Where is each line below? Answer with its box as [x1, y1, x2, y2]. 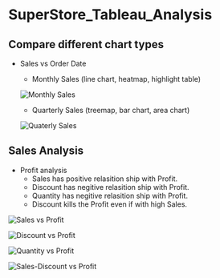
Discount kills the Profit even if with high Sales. [31, 199, 187, 209]
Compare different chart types [8, 38, 165, 51]
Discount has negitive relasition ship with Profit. [31, 182, 190, 191]
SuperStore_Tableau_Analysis [8, 6, 213, 24]
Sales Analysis [8, 144, 84, 158]
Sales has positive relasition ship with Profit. [31, 174, 178, 183]
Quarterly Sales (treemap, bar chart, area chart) [31, 106, 190, 115]
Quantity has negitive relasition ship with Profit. [31, 191, 189, 200]
